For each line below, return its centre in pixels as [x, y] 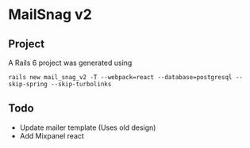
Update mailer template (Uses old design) [88, 127]
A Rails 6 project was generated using [70, 63]
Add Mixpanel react [52, 135]
